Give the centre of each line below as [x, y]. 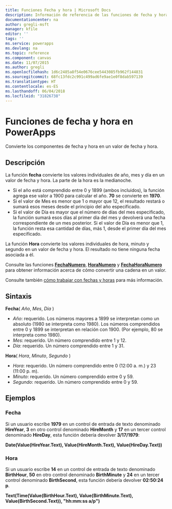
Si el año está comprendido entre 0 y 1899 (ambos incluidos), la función [89, 190]
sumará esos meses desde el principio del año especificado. [77, 207]
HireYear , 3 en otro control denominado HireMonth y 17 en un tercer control [86, 429]
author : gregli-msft [27, 24]
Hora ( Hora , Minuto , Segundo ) [38, 356]
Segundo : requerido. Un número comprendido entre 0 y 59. [75, 382]
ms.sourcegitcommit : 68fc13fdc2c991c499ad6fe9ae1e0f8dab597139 [74, 77]
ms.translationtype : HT [31, 82]
